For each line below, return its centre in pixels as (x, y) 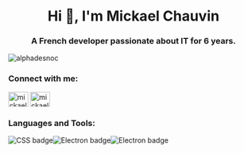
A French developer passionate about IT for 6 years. (134, 41)
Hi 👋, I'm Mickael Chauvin (134, 16)
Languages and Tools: (52, 123)
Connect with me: (43, 78)
